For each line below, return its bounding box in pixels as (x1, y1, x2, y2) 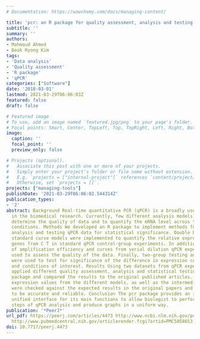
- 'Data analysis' (6, 58, 52, 64)
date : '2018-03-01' (6, 86, 55, 93)
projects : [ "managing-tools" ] (6, 186, 82, 192)
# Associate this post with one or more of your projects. (6, 163, 161, 169)
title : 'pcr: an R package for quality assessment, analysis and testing (6, 19, 193, 26)
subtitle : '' (6, 25, 39, 31)
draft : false (6, 103, 39, 109)
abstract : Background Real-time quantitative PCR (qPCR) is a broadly (6, 207, 185, 214)
